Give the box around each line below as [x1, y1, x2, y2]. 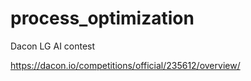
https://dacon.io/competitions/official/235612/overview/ [10, 59, 241, 71]
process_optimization [10, 7, 195, 30]
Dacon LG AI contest [10, 40, 96, 52]
